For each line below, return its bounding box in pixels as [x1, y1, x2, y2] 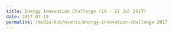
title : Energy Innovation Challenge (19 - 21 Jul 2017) [6, 8, 146, 14]
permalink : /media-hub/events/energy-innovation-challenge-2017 [6, 19, 168, 25]
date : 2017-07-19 [6, 14, 49, 20]
